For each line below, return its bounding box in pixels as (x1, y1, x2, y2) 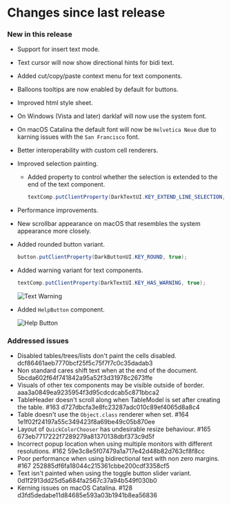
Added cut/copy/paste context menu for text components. (17, 72, 183, 80)
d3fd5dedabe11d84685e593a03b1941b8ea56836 (17, 491, 157, 499)
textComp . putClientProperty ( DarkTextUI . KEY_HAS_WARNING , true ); (17, 280, 206, 287)
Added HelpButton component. (17, 305, 105, 314)
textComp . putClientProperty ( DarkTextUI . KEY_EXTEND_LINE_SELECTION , (27, 193, 225, 201)
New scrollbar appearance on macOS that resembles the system (17, 220, 201, 228)
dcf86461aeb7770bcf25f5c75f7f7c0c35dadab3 (17, 359, 153, 368)
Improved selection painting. (17, 160, 99, 168)
